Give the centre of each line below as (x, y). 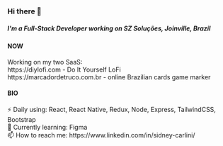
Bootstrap (22, 119)
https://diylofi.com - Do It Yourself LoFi (64, 69)
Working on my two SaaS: (45, 62)
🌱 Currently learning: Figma (47, 127)
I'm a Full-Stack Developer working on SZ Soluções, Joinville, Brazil (109, 28)
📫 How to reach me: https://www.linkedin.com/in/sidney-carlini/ (101, 135)
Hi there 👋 (25, 11)
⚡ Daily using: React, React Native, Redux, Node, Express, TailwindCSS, (111, 109)
